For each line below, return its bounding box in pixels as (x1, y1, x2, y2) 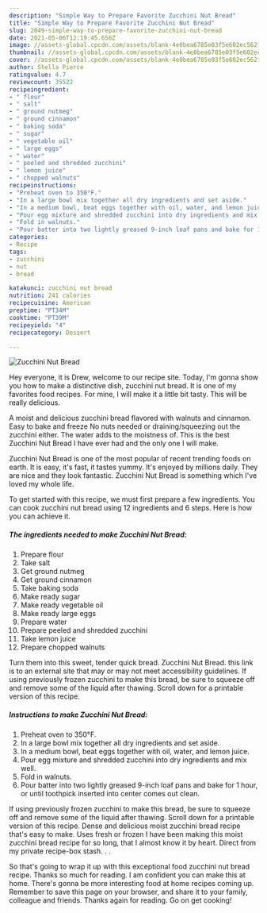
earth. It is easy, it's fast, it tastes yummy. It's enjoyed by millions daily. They (9, 462, 258, 472)
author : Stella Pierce (9, 64, 84, 71)
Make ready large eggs (20, 609, 97, 618)
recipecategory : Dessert (9, 329, 91, 337)
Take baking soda (20, 584, 78, 593)
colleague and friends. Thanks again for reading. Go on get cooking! (9, 896, 232, 905)
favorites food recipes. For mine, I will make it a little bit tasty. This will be (9, 390, 248, 399)
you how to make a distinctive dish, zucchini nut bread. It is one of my (9, 381, 237, 391)
